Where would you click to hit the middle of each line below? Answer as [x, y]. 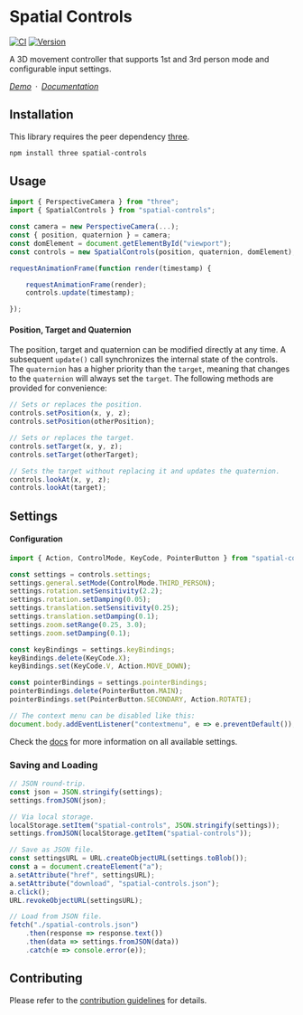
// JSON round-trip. [48, 784]
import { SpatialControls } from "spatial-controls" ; [113, 211]
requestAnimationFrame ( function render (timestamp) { [110, 268]
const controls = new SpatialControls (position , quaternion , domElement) [151, 252]
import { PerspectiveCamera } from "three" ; [94, 202]
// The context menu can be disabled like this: [102, 716]
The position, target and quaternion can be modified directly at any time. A [148, 350]
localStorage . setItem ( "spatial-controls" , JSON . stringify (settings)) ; [145, 825]
